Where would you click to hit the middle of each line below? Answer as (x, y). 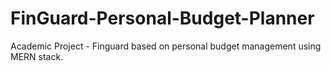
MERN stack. (37, 56)
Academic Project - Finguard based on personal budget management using (166, 46)
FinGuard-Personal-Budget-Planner (162, 18)
